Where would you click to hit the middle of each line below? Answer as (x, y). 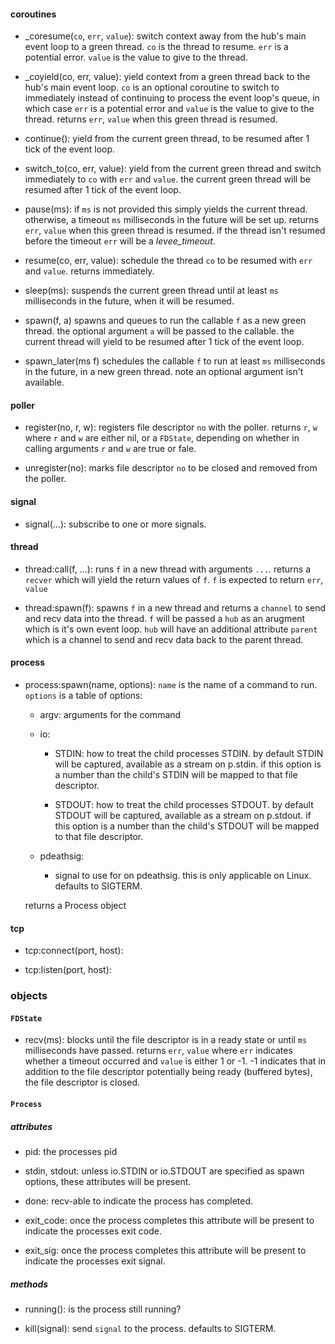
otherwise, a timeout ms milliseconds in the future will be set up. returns (171, 220)
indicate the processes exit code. (93, 1231)
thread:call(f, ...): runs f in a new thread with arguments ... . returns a (168, 569)
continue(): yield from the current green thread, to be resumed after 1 (167, 139)
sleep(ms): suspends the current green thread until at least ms (151, 291)
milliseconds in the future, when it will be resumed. (129, 301)
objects (29, 996)
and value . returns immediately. (89, 271)
